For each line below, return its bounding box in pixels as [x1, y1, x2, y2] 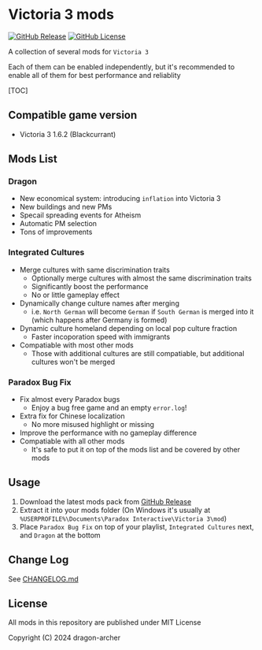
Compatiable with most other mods [19, 340, 134, 350]
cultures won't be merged [31, 357, 116, 366]
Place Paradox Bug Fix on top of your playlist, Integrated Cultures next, [19, 522, 254, 531]
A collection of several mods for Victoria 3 [8, 46, 149, 56]
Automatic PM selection [19, 219, 97, 228]
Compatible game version [8, 109, 138, 122]
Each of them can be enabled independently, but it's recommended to [8, 61, 235, 72]
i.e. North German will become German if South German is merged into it [31, 306, 254, 316]
